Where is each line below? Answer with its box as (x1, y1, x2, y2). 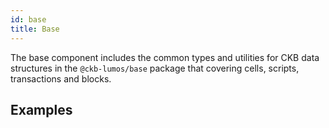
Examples (10, 101, 73, 118)
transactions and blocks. (10, 72, 112, 85)
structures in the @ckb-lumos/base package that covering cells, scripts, (10, 62, 300, 74)
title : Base (10, 24, 60, 34)
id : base (10, 14, 47, 25)
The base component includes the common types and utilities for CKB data (10, 51, 320, 63)
